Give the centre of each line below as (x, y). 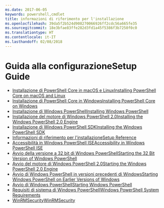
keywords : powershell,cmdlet (35, 14)
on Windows (25, 106)
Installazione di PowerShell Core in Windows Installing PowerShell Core (84, 101)
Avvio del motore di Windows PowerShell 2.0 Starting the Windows (79, 164)
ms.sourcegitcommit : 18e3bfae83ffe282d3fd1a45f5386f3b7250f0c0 (71, 28)
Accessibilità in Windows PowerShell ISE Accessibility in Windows (78, 142)
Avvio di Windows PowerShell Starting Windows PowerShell (72, 184)
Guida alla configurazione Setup (71, 66)
